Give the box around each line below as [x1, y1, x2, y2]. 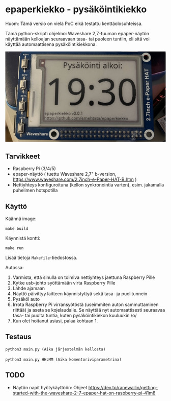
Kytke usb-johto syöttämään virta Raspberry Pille [12, 280, 116, 286]
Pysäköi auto [12, 296, 40, 302]
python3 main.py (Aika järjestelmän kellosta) [5, 346, 106, 352]
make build [5, 226, 28, 231]
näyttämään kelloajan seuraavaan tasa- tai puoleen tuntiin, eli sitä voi [5, 36, 150, 42]
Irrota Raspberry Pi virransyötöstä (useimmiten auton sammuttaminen [12, 301, 159, 308]
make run [5, 246, 24, 251]
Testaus [5, 333, 32, 341]
